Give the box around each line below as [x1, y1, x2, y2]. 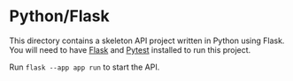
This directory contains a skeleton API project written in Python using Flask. [9, 35, 285, 46]
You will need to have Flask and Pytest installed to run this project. [9, 44, 251, 55]
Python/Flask [9, 6, 110, 26]
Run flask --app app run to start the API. [9, 62, 160, 72]
